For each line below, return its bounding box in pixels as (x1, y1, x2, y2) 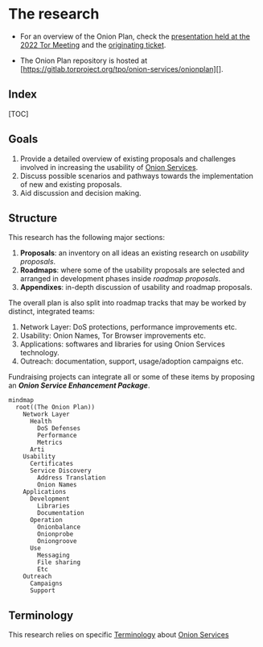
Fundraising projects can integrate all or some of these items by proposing (8, 372, 255, 382)
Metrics (37, 438, 63, 447)
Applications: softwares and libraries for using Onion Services (19, 339, 225, 349)
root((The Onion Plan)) (15, 404, 95, 412)
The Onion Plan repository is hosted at (19, 56, 148, 65)
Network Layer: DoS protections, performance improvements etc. (19, 322, 237, 332)
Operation (29, 516, 63, 525)
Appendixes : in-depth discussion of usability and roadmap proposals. (19, 283, 253, 292)
